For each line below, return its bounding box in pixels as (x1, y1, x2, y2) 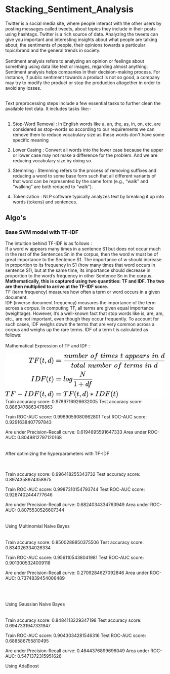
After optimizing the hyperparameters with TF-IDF (5, 450, 110, 456)
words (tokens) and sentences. (12, 199, 77, 205)
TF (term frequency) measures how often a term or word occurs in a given (5, 289, 160, 295)
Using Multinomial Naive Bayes (5, 523, 70, 529)
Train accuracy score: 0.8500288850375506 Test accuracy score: (5, 539, 144, 545)
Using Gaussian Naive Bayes (5, 601, 65, 607)
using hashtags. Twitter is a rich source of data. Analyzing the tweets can (5, 31, 158, 37)
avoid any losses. (5, 85, 41, 91)
